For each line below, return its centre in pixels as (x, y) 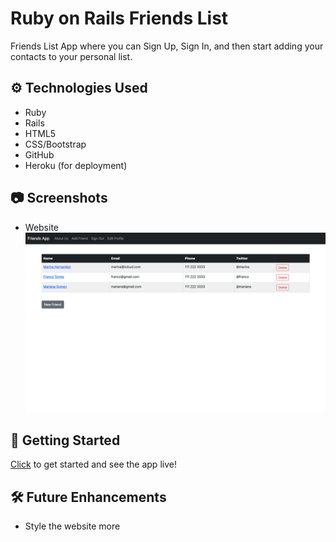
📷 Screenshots (59, 198)
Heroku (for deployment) (76, 165)
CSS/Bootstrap (55, 144)
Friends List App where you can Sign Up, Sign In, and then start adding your (167, 46)
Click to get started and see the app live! (93, 464)
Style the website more (72, 526)
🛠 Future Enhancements (88, 497)
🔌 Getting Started (65, 440)
